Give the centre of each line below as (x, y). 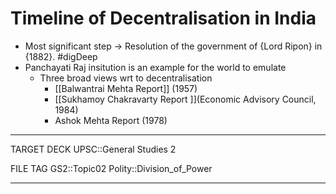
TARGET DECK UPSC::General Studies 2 (93, 149)
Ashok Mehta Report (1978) (111, 120)
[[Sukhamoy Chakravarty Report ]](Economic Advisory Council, (185, 99)
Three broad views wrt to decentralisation (126, 78)
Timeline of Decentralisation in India (163, 18)
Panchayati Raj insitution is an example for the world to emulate (155, 67)
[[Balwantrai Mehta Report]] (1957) (126, 88)
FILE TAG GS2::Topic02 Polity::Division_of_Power (111, 168)
